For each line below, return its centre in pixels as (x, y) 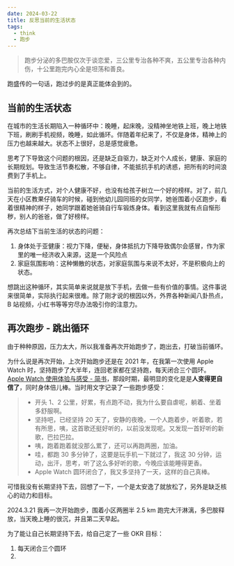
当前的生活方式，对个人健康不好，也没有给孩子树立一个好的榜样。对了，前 (114, 190)
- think (25, 33)
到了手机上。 (31, 175)
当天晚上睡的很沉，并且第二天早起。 (71, 519)
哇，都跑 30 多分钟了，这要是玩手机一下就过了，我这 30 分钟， (125, 454)
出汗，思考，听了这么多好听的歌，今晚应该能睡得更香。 (126, 463)
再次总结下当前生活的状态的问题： (56, 231)
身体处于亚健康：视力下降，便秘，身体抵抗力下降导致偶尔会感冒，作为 (118, 246)
